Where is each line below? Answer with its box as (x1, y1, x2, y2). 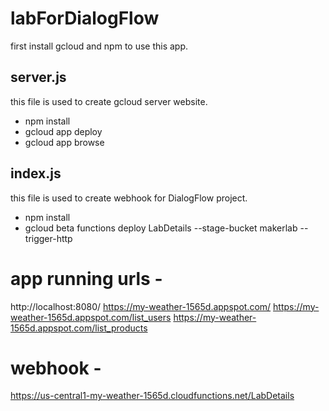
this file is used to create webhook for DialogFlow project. (10, 192, 248, 204)
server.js (10, 69, 67, 86)
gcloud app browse (24, 136, 105, 148)
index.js (10, 165, 62, 182)
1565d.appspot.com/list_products (10, 322, 148, 334)
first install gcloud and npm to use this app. (10, 40, 189, 52)
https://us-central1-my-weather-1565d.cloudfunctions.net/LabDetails (10, 390, 295, 402)
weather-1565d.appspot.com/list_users (10, 311, 172, 323)
